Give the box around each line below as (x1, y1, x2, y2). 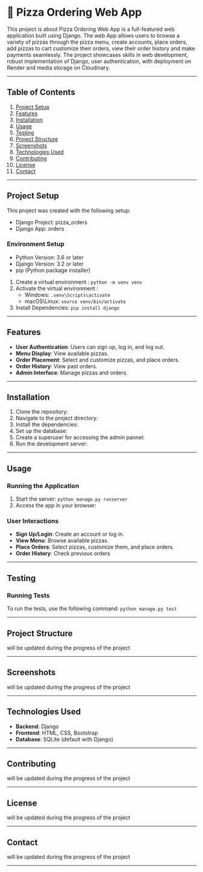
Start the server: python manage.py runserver (15, 495, 128, 503)
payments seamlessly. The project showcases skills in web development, (7, 51, 189, 58)
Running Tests (7, 591, 50, 599)
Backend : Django (15, 723, 59, 730)
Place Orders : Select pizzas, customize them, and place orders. (15, 544, 174, 551)
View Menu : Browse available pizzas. (15, 537, 109, 544)
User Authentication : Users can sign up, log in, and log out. (15, 343, 165, 350)
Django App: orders (15, 225, 64, 232)
